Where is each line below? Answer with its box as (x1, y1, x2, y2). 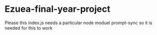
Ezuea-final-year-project (4, 3, 110, 15)
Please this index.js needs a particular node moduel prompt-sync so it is (4, 20, 153, 26)
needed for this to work (4, 25, 53, 31)
